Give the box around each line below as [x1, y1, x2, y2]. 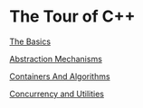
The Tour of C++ [9, 6, 136, 27]
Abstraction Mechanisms [9, 53, 102, 64]
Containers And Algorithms [9, 70, 110, 82]
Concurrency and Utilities [9, 88, 104, 99]
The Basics [9, 36, 52, 47]
